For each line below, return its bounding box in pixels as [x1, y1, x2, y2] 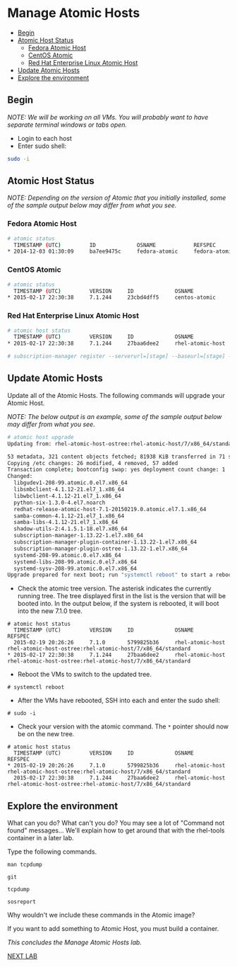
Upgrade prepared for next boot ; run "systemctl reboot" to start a [7, 571, 213, 578]
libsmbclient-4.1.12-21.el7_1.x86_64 [13, 486, 125, 493]
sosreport [7, 898, 37, 905]
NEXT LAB [7, 952, 37, 961]
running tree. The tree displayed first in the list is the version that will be [17, 592, 226, 600]
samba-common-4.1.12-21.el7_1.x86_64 [13, 512, 125, 520]
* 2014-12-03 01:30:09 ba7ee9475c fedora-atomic [7, 248, 178, 256]
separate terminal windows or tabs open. [7, 120, 128, 129]
